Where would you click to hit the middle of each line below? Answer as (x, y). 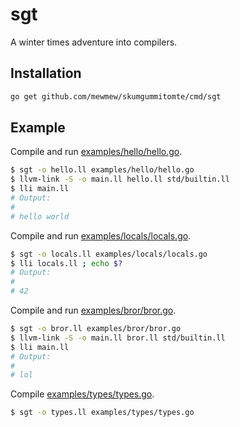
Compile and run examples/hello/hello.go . (96, 152)
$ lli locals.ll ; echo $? (66, 263)
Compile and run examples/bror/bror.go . (93, 310)
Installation (46, 73)
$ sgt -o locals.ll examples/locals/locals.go (109, 254)
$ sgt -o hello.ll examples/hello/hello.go (102, 170)
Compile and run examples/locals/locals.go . (101, 235)
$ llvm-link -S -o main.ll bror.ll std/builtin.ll (118, 338)
